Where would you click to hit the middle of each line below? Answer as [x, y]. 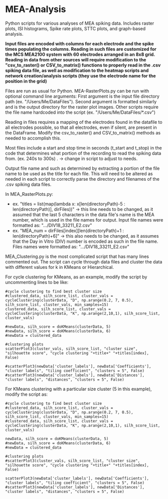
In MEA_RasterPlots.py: [29, 194]
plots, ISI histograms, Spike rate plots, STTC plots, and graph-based [75, 28]
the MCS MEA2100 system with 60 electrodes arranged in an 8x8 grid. [80, 54]
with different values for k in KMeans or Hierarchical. [60, 267]
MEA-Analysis [36, 9]
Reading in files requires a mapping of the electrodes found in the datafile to [84, 122]
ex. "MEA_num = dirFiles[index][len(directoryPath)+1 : [68, 231]
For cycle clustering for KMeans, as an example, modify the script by [76, 277]
